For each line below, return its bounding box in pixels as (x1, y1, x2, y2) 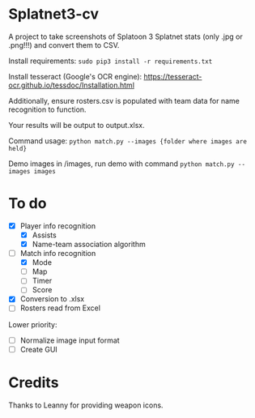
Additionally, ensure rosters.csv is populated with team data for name (8, 96, 240, 105)
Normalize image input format (19, 335, 120, 345)
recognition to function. (8, 104, 87, 114)
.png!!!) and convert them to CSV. (8, 40, 120, 49)
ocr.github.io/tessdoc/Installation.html (8, 80, 135, 90)
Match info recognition (19, 249, 96, 258)
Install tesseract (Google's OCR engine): (8, 71, 142, 81)
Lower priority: (8, 319, 57, 329)
